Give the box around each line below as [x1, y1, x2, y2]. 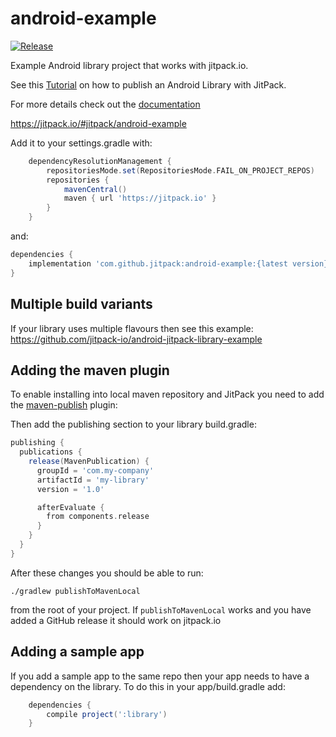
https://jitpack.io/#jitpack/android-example [10, 117, 187, 129]
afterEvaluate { [36, 502, 105, 512]
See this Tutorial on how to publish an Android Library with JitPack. [10, 78, 287, 91]
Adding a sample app [10, 643, 145, 661]
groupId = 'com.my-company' [36, 465, 155, 476]
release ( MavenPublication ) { [28, 457, 150, 467]
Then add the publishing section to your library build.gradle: [10, 418, 257, 431]
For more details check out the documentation [10, 98, 201, 110]
